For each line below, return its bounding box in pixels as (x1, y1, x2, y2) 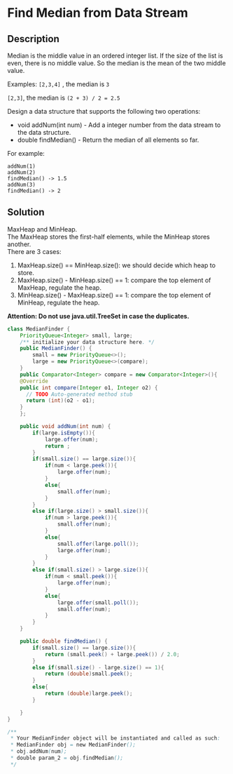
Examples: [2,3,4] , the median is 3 (7, 80, 110, 88)
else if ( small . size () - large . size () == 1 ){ (32, 664, 164, 671)
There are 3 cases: (7, 247, 62, 255)
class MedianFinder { (7, 325, 71, 333)
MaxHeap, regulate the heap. (17, 283, 101, 292)
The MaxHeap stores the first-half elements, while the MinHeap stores (7, 232, 210, 241)
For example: (7, 149, 45, 157)
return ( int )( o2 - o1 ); (25, 397, 96, 404)
